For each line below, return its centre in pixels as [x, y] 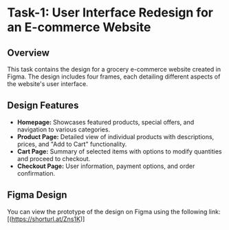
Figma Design [37, 195]
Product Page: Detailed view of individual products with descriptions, [116, 136]
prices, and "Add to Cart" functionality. [72, 144]
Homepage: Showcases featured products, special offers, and [106, 122]
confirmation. [36, 173]
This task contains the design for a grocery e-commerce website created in [114, 69]
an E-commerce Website [79, 27]
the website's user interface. [47, 84]
